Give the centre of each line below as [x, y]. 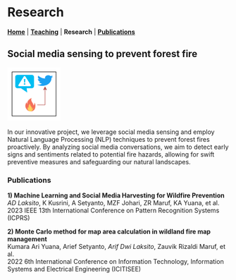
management [27, 239]
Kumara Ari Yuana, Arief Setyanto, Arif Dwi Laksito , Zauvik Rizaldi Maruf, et [117, 247]
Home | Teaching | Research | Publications [71, 32]
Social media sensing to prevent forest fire [103, 54]
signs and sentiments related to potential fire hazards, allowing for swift [111, 154]
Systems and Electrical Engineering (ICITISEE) [74, 269]
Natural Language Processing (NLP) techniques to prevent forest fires [108, 139]
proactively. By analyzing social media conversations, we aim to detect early [118, 147]
